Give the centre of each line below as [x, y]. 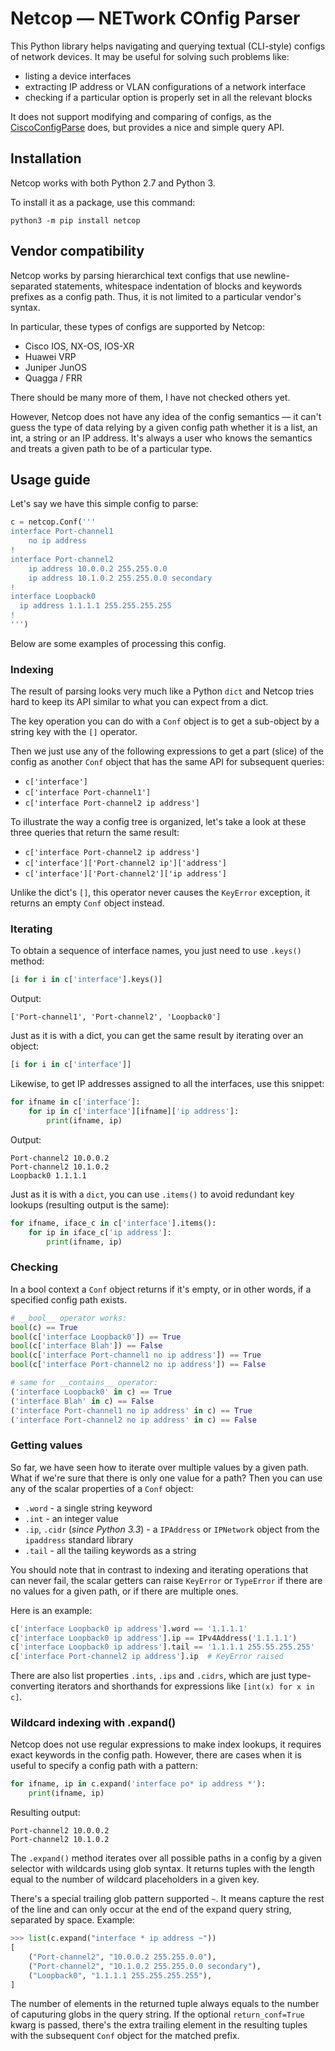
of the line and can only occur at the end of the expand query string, [151, 1909]
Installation [46, 158]
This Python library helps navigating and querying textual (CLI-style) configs [168, 46]
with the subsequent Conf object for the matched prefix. [125, 2036]
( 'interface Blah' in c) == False [82, 1401]
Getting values [46, 1445]
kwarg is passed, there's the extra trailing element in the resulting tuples [159, 2025]
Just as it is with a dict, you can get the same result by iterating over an [157, 1036]
